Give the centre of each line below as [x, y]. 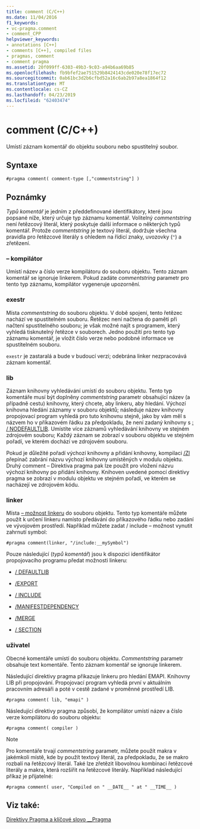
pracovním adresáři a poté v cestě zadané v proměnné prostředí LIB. [90, 689]
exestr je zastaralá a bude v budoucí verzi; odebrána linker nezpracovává [96, 356]
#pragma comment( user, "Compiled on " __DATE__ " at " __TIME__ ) [92, 787]
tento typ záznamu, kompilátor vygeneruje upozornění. [74, 284]
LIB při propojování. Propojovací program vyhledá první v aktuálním [89, 682]
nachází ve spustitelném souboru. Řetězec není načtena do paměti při [92, 319]
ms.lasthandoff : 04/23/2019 [41, 95]
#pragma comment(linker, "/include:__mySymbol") [68, 543]
